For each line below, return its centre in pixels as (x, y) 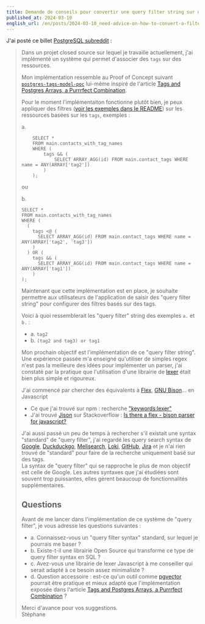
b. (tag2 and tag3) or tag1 (65, 340)
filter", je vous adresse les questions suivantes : (81, 526)
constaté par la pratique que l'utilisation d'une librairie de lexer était (106, 372)
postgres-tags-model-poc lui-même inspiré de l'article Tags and (101, 84)
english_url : (23, 23)
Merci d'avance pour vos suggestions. (69, 608)
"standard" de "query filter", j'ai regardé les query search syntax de (106, 440)
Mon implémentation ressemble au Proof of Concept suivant (97, 78)
